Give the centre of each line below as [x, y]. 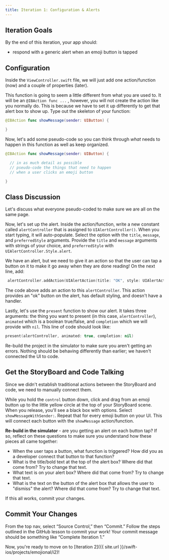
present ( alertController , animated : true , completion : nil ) [70, 336]
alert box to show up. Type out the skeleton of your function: [68, 111]
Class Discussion [33, 197]
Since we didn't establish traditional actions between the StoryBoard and [81, 384]
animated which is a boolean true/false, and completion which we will [76, 322]
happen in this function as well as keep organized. [57, 145]
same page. [17, 215]
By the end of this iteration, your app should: [51, 42]
